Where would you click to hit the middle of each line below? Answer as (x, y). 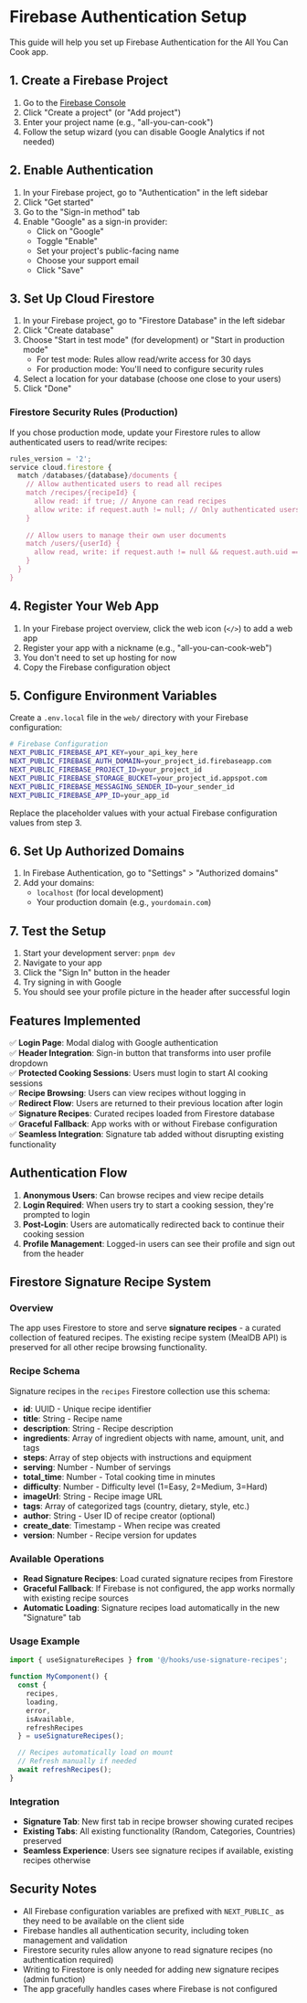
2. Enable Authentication (81, 170)
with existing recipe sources (76, 1598)
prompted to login (56, 1214)
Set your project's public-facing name (108, 250)
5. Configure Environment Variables (113, 696)
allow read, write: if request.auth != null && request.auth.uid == (167, 552)
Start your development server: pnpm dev (99, 954)
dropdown (29, 1063)
